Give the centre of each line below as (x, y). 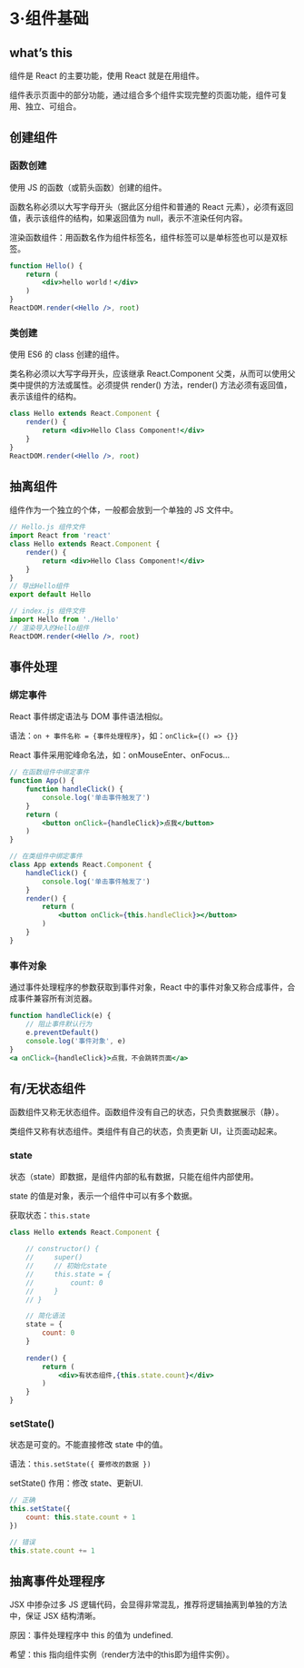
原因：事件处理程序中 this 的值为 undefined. (92, 1635)
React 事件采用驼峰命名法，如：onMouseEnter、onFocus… (120, 755)
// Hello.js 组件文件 (48, 528)
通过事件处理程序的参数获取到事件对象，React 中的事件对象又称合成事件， (148, 987)
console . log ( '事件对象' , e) (76, 1041)
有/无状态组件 (48, 1088)
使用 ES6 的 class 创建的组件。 (67, 354)
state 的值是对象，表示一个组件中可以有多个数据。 (103, 1196)
